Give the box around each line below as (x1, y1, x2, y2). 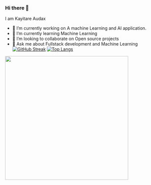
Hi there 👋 (5, 4, 30, 11)
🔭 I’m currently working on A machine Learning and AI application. (12, 25, 147, 31)
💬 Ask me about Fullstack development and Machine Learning (12, 41, 138, 47)
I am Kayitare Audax (5, 16, 46, 22)
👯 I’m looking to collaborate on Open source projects (12, 36, 119, 42)
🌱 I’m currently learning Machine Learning (12, 31, 97, 37)
